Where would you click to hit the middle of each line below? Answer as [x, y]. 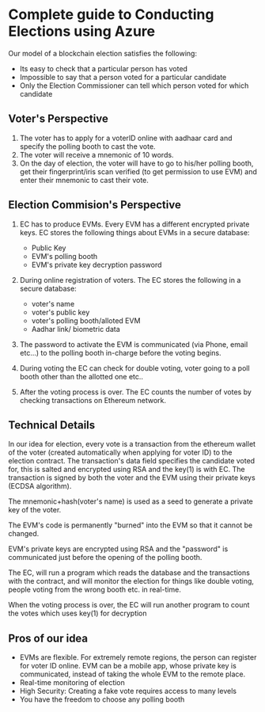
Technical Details [52, 425]
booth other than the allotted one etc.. [81, 376]
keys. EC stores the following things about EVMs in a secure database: [134, 232]
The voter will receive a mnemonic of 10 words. [97, 154]
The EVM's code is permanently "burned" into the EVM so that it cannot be [131, 525]
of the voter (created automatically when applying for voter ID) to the [120, 452]
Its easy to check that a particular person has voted [104, 68]
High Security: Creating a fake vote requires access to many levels [128, 691]
